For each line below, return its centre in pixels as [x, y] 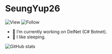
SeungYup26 [33, 9]
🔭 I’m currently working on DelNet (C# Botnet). [60, 31]
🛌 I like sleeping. [29, 37]
